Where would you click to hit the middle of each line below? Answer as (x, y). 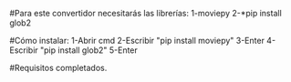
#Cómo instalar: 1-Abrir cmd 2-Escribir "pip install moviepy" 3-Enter (137, 41)
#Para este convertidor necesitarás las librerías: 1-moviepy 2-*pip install (146, 13)
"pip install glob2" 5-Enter (89, 50)
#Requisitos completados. (58, 68)
